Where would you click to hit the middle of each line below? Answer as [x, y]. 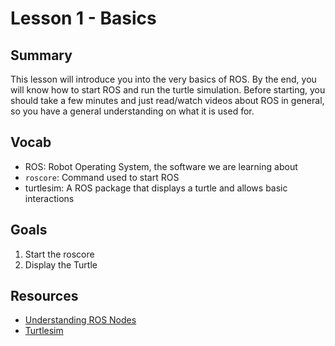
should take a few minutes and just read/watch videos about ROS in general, [167, 100]
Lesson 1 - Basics [83, 18]
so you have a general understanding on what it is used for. [132, 111]
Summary [41, 55]
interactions [49, 198]
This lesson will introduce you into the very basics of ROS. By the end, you [163, 79]
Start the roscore [59, 254]
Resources [44, 296]
